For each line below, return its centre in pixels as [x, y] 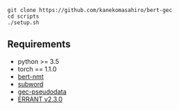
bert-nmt [30, 76]
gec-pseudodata [42, 92]
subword [30, 84]
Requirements [39, 44]
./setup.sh [23, 23]
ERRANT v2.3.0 [40, 99]
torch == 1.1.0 [37, 69]
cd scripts [23, 16]
